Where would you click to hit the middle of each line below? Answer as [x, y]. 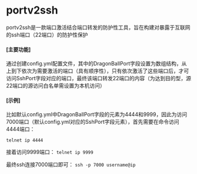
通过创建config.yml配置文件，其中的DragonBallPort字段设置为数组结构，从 [96, 64]
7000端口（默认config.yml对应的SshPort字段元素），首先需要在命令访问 [93, 122]
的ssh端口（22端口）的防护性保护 [47, 35]
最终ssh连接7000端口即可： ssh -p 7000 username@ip [71, 165]
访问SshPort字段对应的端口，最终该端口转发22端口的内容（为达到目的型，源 [99, 78]
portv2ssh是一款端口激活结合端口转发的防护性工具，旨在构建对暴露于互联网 [98, 27]
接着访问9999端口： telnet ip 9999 [50, 152]
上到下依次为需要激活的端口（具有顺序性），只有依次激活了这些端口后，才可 [98, 71]
